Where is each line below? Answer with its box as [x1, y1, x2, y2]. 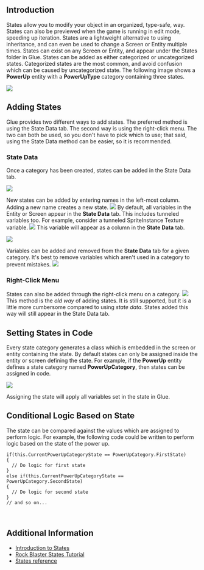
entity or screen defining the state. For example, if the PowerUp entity [6, 357, 182, 365]
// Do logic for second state [12, 489, 88, 495]
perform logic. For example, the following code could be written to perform [6, 433, 194, 441]
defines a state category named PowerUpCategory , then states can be [6, 363, 186, 371]
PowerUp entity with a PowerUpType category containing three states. [6, 73, 185, 80]
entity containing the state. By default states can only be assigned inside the [6, 351, 198, 358]
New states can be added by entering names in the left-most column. [6, 196, 180, 204]
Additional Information [6, 528, 94, 538]
